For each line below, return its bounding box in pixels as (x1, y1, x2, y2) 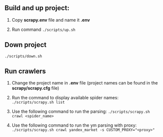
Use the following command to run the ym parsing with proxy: (11, 122, 137, 128)
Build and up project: (4, 4, 70, 12)
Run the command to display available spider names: (11, 95, 119, 101)
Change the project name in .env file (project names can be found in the (11, 80, 158, 86)
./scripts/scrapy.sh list (11, 100, 65, 105)
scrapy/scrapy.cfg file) (11, 85, 59, 91)
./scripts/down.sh (4, 54, 42, 58)
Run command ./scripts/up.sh (11, 27, 76, 32)
